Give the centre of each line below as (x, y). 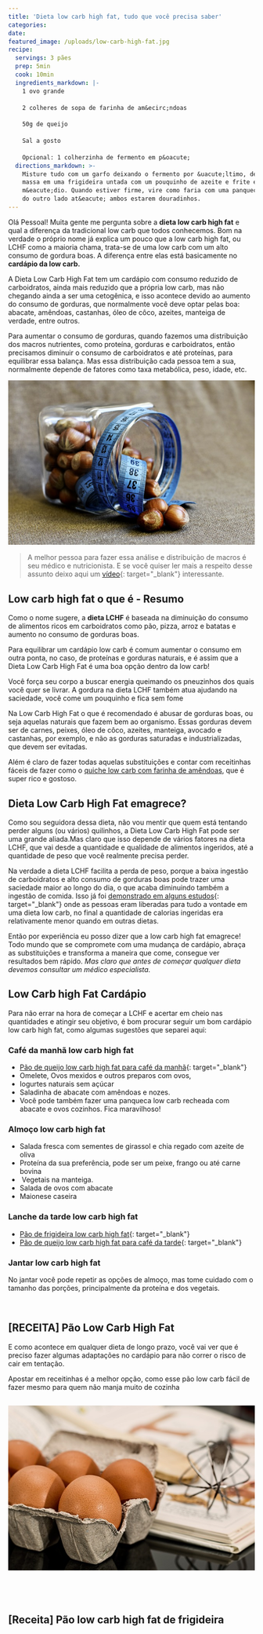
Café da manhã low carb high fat (71, 1050)
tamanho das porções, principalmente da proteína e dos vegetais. (114, 1288)
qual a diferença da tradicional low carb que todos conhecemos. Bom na (125, 230)
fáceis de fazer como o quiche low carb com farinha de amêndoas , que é (126, 770)
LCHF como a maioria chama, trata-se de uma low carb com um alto (118, 247)
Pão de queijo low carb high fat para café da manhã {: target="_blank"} (133, 1067)
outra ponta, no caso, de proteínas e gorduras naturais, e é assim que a (123, 658)
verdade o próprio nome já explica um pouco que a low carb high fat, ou (124, 239)
